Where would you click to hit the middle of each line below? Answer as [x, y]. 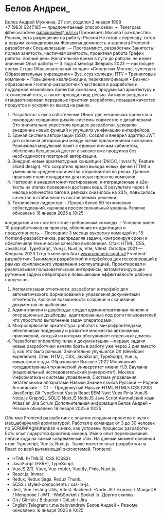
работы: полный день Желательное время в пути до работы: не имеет [78, 58]
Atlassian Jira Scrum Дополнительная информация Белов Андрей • [82, 403]
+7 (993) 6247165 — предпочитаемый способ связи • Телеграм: [73, 27]
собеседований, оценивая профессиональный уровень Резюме [79, 207]
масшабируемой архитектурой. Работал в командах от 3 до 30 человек [80, 423]
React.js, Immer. [28, 474]
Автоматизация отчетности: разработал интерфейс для [70, 289]
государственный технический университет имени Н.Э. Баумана [80, 367]
